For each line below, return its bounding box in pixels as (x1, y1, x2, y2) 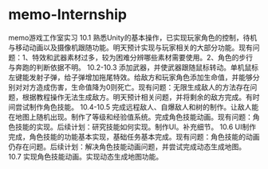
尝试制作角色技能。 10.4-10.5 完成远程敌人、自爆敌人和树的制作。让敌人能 (14, 102, 259, 112)
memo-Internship (8, 6, 128, 24)
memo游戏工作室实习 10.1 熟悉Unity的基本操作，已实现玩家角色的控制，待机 (8, 33, 258, 42)
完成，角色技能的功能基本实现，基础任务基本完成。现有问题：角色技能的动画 (8, 132, 260, 141)
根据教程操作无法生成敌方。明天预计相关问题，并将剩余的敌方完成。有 (22, 92, 253, 102)
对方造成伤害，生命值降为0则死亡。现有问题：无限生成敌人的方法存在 (22, 82, 250, 92)
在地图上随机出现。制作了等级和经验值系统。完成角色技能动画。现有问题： (8, 112, 253, 121)
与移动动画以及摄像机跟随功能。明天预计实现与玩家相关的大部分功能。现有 (8, 42, 253, 52)
